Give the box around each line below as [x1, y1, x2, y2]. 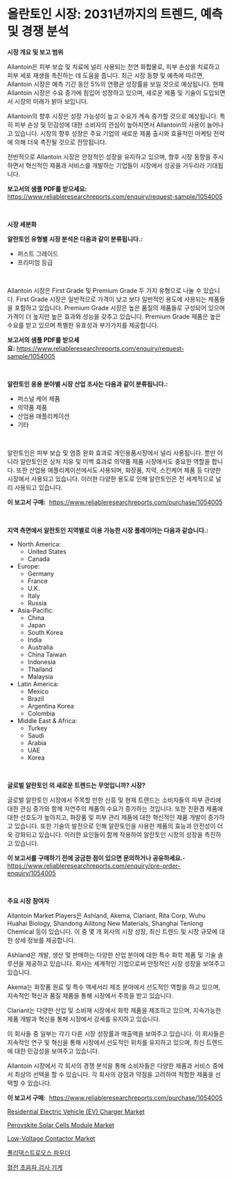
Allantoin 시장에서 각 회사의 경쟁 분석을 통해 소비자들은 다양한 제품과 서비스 [7, 1061, 211, 1070]
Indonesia [27, 657, 56, 666]
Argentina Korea [27, 702, 74, 710]
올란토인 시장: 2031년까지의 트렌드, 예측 [7, 6, 223, 22]
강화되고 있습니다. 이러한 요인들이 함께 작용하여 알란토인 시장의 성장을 [14, 830, 203, 839]
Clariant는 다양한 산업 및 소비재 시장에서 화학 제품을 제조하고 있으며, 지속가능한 [7, 1006, 222, 1015]
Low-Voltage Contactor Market [7, 1134, 96, 1143]
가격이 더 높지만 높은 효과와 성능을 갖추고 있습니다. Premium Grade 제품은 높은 [7, 312, 222, 321]
